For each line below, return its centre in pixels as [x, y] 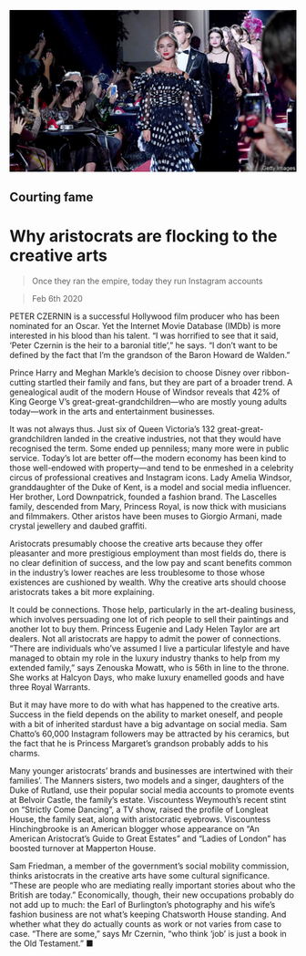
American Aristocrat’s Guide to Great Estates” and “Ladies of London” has [148, 838]
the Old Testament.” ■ [51, 943]
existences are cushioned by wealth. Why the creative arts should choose [148, 582]
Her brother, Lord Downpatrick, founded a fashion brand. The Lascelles [143, 497]
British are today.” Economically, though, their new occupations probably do [152, 895]
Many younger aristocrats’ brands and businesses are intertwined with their [151, 770]
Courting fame [51, 197]
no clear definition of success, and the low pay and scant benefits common [151, 562]
